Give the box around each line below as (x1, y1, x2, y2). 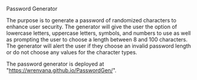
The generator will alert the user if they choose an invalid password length (6, 42, 192, 49)
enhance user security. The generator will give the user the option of (6, 23, 177, 30)
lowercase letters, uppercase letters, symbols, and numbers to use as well (6, 29, 192, 37)
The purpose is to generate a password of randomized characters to (6, 17, 176, 23)
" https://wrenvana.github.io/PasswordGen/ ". (6, 67, 117, 74)
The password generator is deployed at (6, 60, 105, 67)
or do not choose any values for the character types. (6, 49, 138, 56)
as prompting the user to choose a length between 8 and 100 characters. (6, 36, 188, 43)
